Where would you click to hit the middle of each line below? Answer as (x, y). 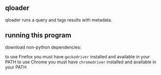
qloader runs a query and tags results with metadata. (59, 20)
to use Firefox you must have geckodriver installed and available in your (78, 56)
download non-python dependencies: (43, 47)
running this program (38, 36)
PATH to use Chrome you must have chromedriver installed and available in (81, 62)
